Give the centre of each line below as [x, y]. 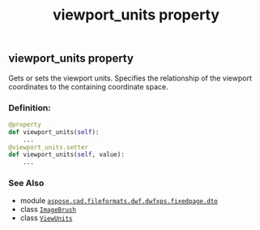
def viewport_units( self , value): [67, 155]
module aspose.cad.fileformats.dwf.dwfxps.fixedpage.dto [119, 201]
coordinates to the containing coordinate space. [88, 86]
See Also [26, 183]
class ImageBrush [48, 210]
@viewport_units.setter [49, 147]
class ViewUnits [46, 218]
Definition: [30, 107]
